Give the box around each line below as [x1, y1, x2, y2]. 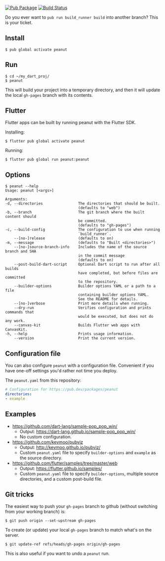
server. [5, 532, 20, 538]
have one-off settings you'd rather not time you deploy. [5, 368, 118, 374]
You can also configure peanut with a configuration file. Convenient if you [5, 362, 154, 368]
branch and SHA [5, 249, 37, 254]
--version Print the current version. [14, 336, 136, 341]
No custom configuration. [19, 433, 72, 439]
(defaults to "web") [78, 206, 121, 210]
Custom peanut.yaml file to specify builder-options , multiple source [19, 471, 159, 477]
